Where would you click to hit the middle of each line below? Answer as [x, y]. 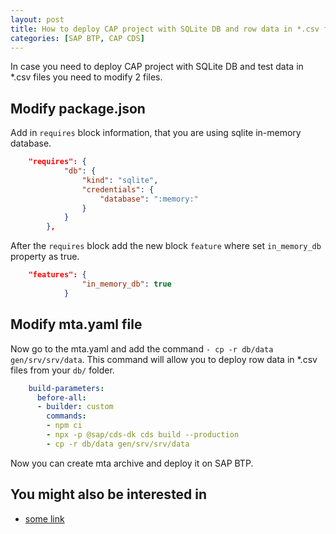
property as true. [45, 257]
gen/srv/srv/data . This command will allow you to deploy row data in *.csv [164, 359]
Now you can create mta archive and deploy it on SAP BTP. [132, 463]
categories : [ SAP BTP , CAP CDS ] [77, 38]
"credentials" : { [118, 189]
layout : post [37, 19]
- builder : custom [75, 407]
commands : [66, 416]
